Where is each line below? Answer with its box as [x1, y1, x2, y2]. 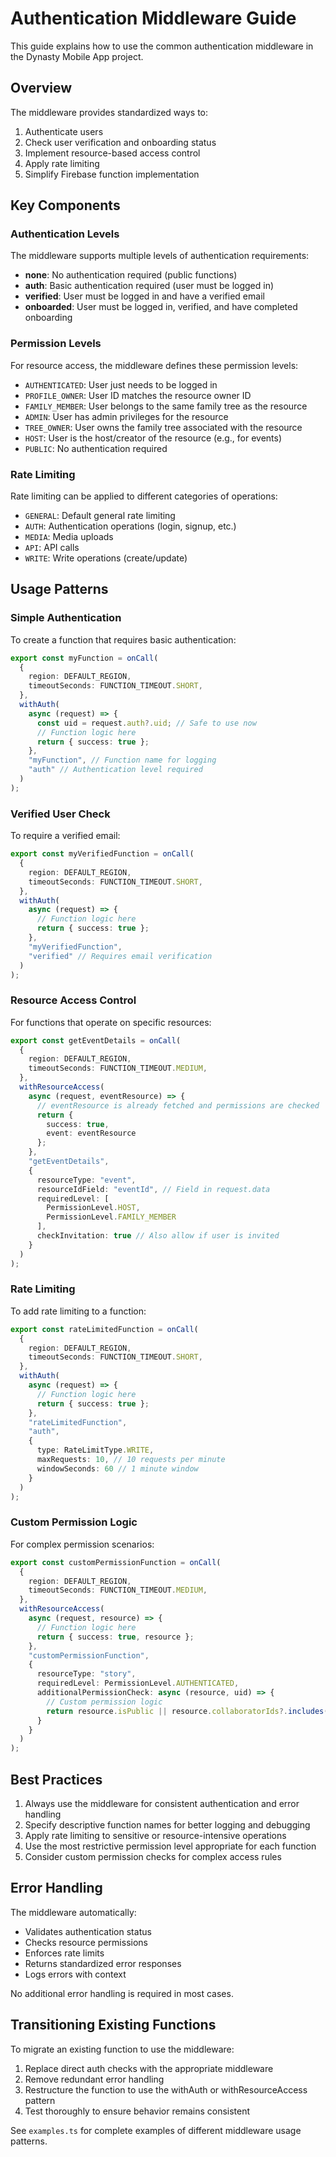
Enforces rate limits [24, 1947, 105, 1959]
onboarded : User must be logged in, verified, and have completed [24, 301, 298, 313]
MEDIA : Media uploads [24, 531, 114, 543]
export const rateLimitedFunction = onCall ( [10, 1324, 199, 1334]
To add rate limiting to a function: [10, 1305, 147, 1317]
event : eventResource [46, 1128, 137, 1139]
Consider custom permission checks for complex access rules [24, 1850, 282, 1862]
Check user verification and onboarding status [24, 136, 217, 148]
